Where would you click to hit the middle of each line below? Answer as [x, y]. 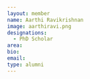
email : [16, 58]
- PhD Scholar [33, 39]
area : [15, 45]
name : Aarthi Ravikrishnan [45, 20]
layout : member [29, 13]
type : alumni [26, 65]
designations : [27, 33]
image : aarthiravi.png [39, 26]
